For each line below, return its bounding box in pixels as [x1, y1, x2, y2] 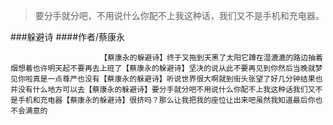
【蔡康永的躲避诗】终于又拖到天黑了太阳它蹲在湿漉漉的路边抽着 [99, 53, 323, 63]
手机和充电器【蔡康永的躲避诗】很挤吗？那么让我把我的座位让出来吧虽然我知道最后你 [17, 95, 316, 105]
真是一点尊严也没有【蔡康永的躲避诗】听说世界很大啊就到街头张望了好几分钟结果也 [32, 74, 323, 84]
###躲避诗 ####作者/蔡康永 [10, 31, 126, 43]
